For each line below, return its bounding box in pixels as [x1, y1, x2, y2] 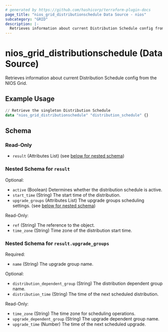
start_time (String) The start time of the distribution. [12, 192, 121, 198]
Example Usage [5, 95, 55, 103]
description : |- [5, 21, 39, 27]
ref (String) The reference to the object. [12, 222, 95, 228]
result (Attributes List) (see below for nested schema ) [12, 153, 125, 159]
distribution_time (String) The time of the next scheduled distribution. [12, 291, 159, 297]
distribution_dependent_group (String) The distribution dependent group [12, 280, 163, 286]
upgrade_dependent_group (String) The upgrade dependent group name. [12, 315, 160, 321]
